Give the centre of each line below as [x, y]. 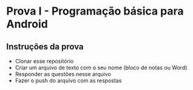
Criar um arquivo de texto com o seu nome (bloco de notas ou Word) [101, 67]
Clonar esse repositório [44, 61]
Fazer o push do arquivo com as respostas [68, 81]
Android [27, 24]
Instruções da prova [45, 47]
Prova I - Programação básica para [95, 11]
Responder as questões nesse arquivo [63, 74]
